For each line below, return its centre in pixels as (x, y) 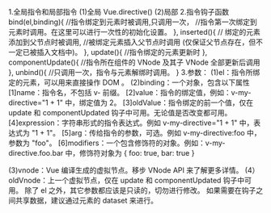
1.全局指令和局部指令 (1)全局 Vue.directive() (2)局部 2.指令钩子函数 (119, 12)
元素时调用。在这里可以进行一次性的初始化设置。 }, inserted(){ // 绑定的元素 (134, 32)
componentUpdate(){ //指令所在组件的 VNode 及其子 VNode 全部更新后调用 (134, 62)
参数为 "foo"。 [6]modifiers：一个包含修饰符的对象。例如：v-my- (117, 143)
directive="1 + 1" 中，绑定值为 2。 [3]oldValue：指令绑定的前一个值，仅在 (131, 102)
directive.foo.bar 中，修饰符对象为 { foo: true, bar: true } (102, 153)
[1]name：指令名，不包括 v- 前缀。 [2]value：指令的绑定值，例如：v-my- (130, 92)
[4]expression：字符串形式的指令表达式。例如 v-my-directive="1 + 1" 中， (131, 123)
